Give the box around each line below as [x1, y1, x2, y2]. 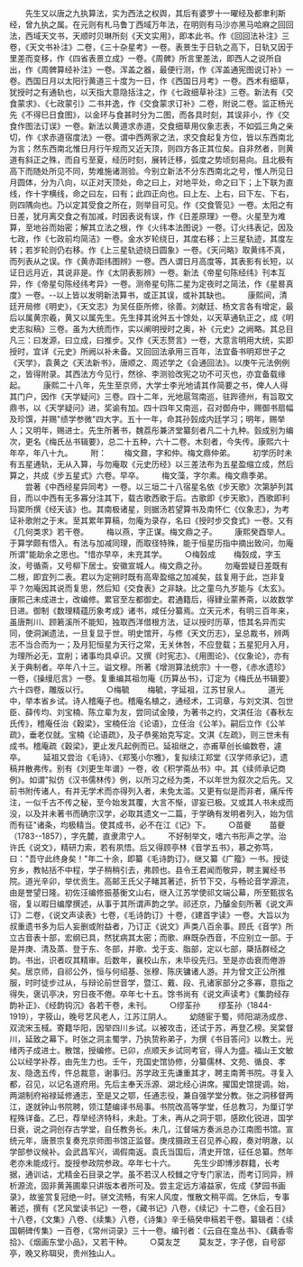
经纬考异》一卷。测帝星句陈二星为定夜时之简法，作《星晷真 [71, 279, 294, 289]
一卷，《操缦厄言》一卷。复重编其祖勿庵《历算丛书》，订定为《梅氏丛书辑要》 [9, 673, 294, 684]
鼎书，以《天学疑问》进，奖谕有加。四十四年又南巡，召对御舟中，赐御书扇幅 [9, 402, 294, 413]
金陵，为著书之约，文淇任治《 [159, 707, 271, 717]
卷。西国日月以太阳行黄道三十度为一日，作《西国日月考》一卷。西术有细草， [9, 76, 294, 86]
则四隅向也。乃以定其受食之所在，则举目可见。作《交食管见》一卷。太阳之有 [9, 199, 294, 210]
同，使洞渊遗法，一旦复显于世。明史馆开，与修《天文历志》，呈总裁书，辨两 [9, 628, 290, 638]
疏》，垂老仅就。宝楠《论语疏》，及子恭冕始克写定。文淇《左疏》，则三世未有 [9, 730, 290, 739]
